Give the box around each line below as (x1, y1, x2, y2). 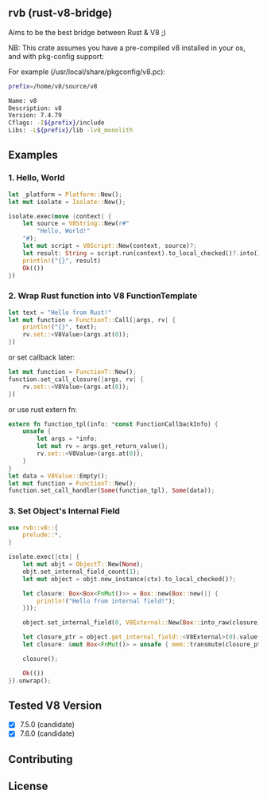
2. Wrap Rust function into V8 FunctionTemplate (8, 290, 198, 301)
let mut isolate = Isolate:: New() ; (8, 198, 126, 206)
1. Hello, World (8, 172, 65, 183)
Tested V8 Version (8, 698, 103, 712)
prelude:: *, (22, 531, 62, 539)
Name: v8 (8, 96, 37, 104)
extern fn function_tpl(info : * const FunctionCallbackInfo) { (8, 420, 219, 428)
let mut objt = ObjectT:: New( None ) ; (22, 560, 145, 568)
